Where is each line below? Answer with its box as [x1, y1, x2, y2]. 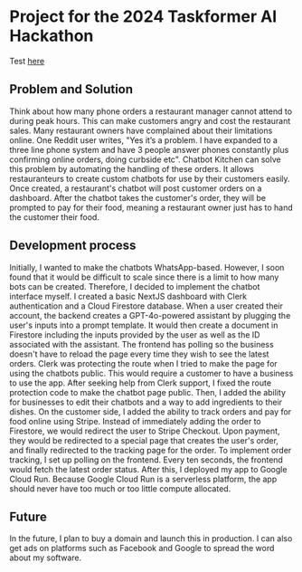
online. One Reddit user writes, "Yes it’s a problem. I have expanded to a [9, 134, 278, 146]
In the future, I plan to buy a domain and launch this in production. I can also [9, 533, 293, 544]
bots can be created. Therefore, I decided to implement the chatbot [9, 281, 260, 291]
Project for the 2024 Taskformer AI [9, 6, 278, 27]
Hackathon [9, 25, 94, 46]
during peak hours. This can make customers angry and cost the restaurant [9, 115, 291, 126]
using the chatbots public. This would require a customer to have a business [9, 367, 294, 378]
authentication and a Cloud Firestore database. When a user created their [9, 300, 283, 311]
